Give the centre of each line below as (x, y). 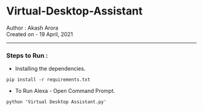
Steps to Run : (27, 55)
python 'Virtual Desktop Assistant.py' (56, 102)
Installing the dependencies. (50, 69)
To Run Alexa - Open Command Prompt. (65, 91)
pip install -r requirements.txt (48, 80)
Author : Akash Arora (32, 28)
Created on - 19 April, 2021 (40, 34)
